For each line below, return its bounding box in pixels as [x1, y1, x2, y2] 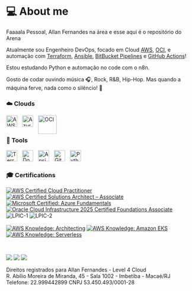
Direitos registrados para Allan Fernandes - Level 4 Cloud [6, 266, 146, 273]
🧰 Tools [6, 136, 28, 145]
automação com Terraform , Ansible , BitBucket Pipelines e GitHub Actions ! [6, 52, 187, 59]
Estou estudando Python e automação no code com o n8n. [6, 63, 150, 71]
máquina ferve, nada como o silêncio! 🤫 [6, 84, 103, 91]
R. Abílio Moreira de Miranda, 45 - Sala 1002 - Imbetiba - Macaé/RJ [6, 272, 171, 279]
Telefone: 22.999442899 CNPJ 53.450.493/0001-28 [6, 279, 135, 286]
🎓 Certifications [6, 171, 56, 180]
